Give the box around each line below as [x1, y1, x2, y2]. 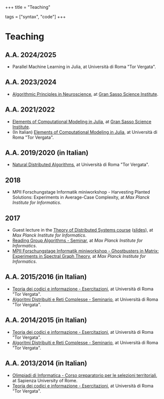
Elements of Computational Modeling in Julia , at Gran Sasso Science [12, 119, 152, 124]
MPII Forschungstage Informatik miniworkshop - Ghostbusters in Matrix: [12, 248, 159, 254]
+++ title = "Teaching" [5, 4, 51, 10]
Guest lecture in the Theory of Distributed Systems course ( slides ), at [12, 227, 154, 233]
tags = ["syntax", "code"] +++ [5, 14, 66, 19]
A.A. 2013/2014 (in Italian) [5, 359, 87, 367]
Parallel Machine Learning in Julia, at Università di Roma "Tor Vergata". [12, 64, 156, 70]
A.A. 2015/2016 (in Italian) [5, 273, 87, 281]
